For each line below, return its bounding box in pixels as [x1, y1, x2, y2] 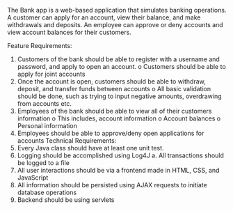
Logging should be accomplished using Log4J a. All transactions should [17, 151, 225, 159]
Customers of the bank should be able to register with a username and [17, 55, 220, 63]
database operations [17, 188, 77, 196]
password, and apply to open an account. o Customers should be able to [17, 63, 226, 70]
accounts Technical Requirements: [17, 136, 117, 145]
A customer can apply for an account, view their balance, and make [7, 13, 201, 22]
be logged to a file [17, 159, 70, 166]
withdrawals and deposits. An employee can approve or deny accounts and [7, 21, 224, 29]
